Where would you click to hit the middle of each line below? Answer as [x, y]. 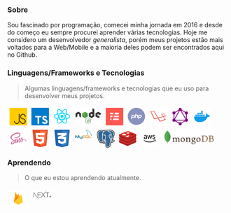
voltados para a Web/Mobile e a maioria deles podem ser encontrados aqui [116, 48]
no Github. [22, 55]
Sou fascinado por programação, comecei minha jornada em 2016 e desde [115, 25]
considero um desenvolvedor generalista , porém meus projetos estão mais [115, 40]
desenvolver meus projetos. [64, 95]
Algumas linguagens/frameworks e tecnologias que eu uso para [117, 88]
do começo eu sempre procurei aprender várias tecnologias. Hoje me [107, 32]
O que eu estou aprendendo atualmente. [83, 178]
